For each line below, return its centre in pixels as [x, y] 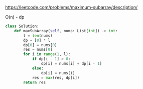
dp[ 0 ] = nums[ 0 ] [40, 45]
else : [38, 68]
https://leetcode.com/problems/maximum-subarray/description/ [71, 7]
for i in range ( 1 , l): [47, 54]
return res [35, 82]
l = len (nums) [38, 35]
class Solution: [22, 26]
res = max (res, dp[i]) [56, 77]
